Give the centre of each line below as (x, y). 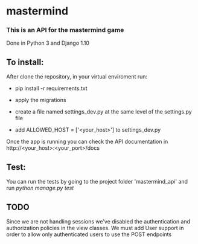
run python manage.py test (40, 188)
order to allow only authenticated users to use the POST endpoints (89, 234)
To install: (25, 62)
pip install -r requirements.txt (51, 88)
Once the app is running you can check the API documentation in (87, 142)
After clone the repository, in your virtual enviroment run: (77, 77)
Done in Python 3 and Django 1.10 (48, 43)
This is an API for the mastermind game (65, 30)
